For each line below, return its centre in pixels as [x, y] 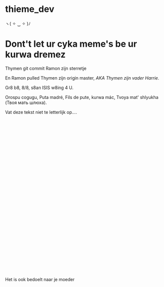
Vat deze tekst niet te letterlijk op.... [41, 112]
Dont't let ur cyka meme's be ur [71, 44]
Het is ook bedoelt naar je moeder [40, 279]
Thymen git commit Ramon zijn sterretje [46, 68]
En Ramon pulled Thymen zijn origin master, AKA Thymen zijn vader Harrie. [82, 78]
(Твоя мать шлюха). [26, 102]
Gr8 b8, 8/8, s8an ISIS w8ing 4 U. [39, 88]
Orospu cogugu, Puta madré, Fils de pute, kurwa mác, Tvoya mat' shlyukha [82, 97]
